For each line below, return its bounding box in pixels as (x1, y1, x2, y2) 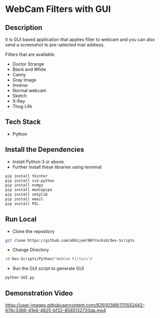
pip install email (5, 197, 43, 202)
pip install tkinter (5, 173, 48, 179)
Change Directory (12, 247, 49, 253)
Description (5, 23, 42, 32)
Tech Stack (5, 118, 41, 126)
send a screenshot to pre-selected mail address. (5, 42, 105, 48)
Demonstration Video (5, 289, 73, 297)
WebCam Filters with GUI (5, 3, 111, 15)
